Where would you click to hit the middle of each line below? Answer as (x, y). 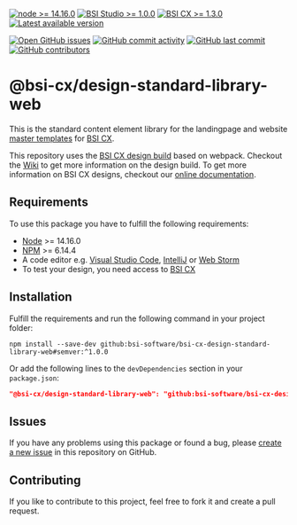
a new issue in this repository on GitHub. (83, 452)
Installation (41, 297)
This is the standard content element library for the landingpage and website (148, 129)
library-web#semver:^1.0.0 (59, 352)
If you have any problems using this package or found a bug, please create (145, 443)
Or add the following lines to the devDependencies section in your (126, 368)
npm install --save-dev (53, 344)
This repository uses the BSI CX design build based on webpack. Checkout (146, 155)
